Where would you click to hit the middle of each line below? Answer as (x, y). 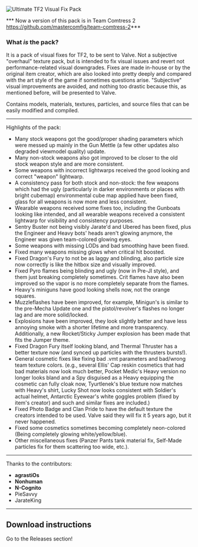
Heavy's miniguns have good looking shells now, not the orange (92, 290)
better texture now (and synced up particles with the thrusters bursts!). (101, 352)
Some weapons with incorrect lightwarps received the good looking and (102, 170)
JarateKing (28, 500)
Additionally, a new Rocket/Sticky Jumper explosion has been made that (102, 334)
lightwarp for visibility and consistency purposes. (74, 221)
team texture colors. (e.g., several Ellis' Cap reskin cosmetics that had (99, 365)
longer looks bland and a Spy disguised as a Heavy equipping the (94, 378)
